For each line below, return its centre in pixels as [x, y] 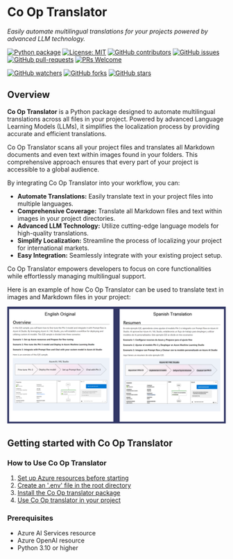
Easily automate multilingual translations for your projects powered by [107, 31]
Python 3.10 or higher [48, 548]
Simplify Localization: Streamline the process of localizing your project [119, 240]
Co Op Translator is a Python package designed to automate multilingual [111, 111]
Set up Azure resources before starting [73, 478]
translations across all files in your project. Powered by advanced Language [115, 119]
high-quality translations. [53, 233]
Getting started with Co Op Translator [90, 443]
